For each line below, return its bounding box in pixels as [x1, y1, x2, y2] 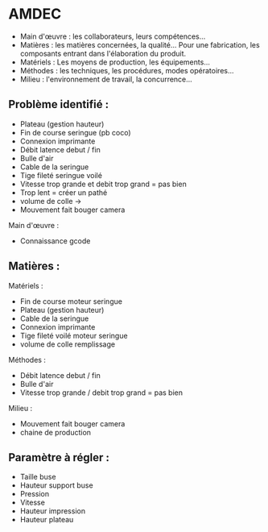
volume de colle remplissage [19, 339, 115, 349]
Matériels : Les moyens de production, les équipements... [19, 57, 211, 67]
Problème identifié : [8, 98, 109, 111]
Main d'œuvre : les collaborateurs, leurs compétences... [19, 31, 206, 41]
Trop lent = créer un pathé [19, 187, 108, 197]
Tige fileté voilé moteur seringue [19, 330, 128, 340]
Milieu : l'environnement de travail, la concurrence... [19, 74, 193, 84]
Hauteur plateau [19, 515, 74, 525]
